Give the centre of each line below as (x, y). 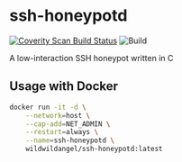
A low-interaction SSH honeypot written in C (91, 58)
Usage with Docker (64, 86)
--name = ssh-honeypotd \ (70, 140)
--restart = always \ (62, 132)
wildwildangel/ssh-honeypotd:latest (95, 149)
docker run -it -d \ (48, 107)
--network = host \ (58, 115)
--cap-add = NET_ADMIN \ (68, 124)
